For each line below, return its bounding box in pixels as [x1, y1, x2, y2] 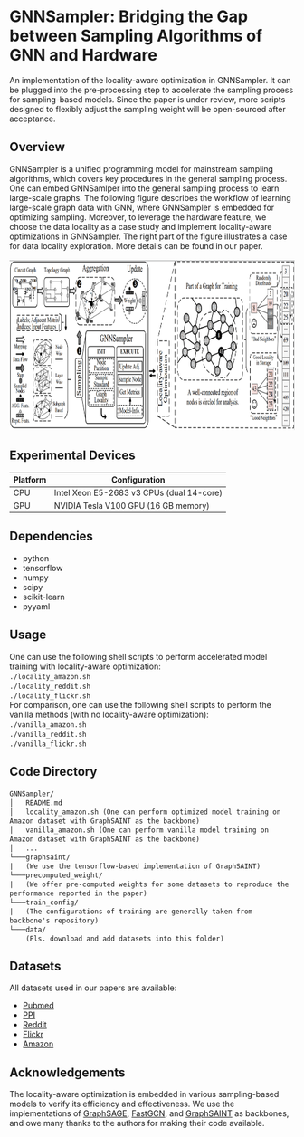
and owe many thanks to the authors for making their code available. [9, 1118, 265, 1129]
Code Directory [9, 764, 98, 779]
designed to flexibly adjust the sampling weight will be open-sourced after [9, 103, 287, 114]
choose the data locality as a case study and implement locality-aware [9, 221, 272, 232]
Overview [9, 139, 66, 155]
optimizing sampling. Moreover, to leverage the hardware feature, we [9, 211, 267, 223]
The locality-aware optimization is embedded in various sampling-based [9, 1089, 280, 1100]
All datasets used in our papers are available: [9, 982, 177, 993]
